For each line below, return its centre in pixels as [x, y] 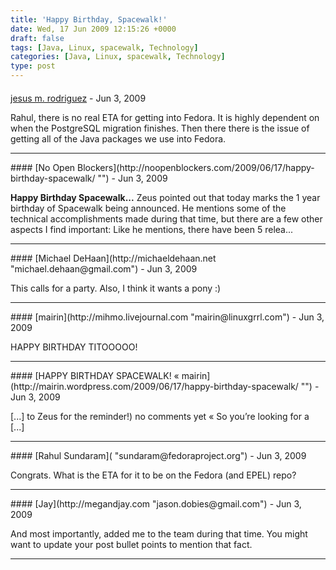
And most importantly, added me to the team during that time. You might [159, 533]
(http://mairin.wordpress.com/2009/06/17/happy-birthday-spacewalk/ [154, 386]
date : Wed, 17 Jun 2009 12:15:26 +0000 [93, 29]
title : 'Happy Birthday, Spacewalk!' [89, 19]
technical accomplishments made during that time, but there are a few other [166, 218]
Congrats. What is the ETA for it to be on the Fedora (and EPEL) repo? [153, 475]
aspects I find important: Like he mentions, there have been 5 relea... [152, 229]
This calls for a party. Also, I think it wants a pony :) [116, 288]
